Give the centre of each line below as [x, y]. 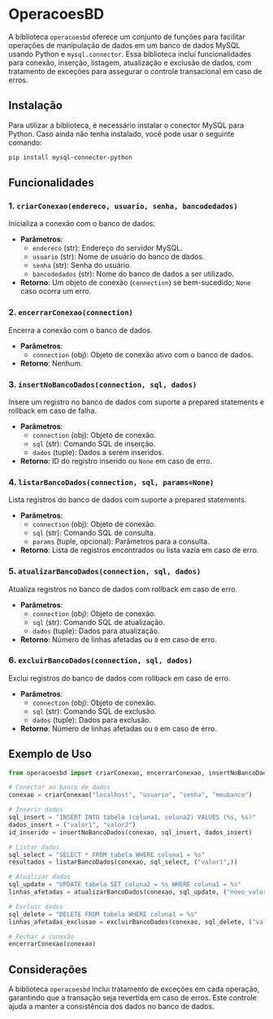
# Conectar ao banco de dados [60, 787]
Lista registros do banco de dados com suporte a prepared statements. [128, 500]
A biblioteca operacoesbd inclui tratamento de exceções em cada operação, [134, 989]
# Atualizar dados [39, 877]
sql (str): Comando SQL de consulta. [94, 533]
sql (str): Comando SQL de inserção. [94, 444]
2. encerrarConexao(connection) [71, 313]
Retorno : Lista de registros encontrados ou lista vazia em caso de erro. [139, 550]
